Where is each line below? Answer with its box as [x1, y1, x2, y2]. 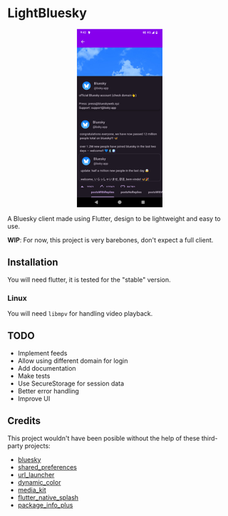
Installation [7, 257, 58, 269]
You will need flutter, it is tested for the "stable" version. [7, 275, 171, 284]
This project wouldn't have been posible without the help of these [7, 433, 200, 443]
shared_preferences [17, 463, 77, 471]
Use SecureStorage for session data [17, 379, 125, 388]
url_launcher [17, 470, 55, 479]
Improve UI [17, 394, 51, 403]
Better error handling [17, 386, 80, 395]
